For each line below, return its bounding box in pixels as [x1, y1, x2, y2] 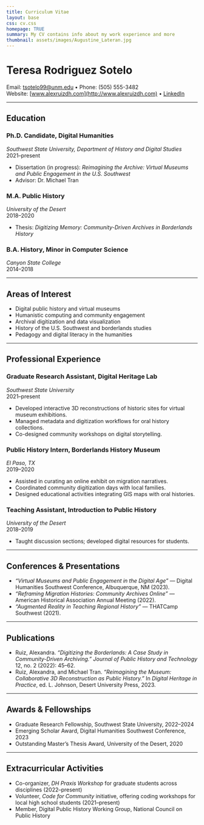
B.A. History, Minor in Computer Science [6, 245, 129, 254]
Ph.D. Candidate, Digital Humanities [6, 131, 114, 140]
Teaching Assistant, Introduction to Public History [6, 505, 157, 514]
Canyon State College [6, 259, 61, 266]
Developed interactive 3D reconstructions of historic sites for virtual [15, 404, 185, 412]
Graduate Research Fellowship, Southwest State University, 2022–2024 [15, 720, 194, 728]
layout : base [6, 15, 39, 21]
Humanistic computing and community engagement [15, 311, 145, 319]
